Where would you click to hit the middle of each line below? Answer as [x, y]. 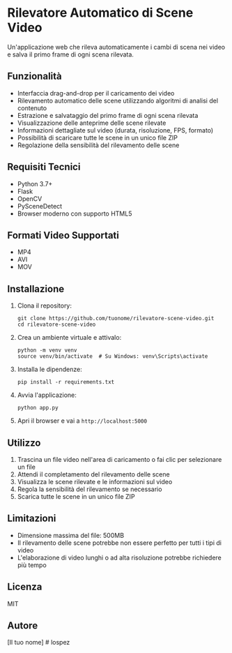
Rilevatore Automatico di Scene [100, 13]
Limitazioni [32, 519]
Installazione [36, 288]
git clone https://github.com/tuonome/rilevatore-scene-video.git [116, 319]
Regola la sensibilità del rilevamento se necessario [90, 489]
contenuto [32, 108]
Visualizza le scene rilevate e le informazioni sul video [95, 482]
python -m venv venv [47, 350]
